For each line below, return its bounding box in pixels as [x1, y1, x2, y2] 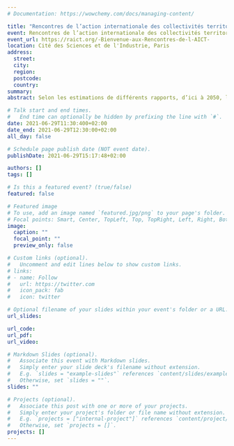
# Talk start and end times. [7, 107, 92, 114]
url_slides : [7, 312, 42, 319]
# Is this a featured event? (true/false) [7, 184, 132, 191]
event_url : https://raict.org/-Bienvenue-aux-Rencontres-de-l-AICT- [7, 36, 210, 43]
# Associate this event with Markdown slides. [7, 357, 151, 364]
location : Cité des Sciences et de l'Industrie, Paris [7, 43, 170, 50]
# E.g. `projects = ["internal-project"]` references [7, 415, 173, 423]
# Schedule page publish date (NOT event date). [7, 145, 151, 152]
